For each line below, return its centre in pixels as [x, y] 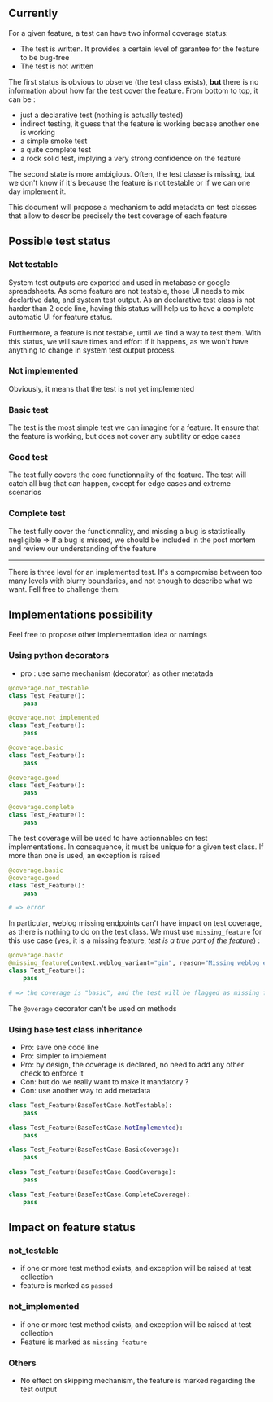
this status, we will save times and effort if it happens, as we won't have [128, 341]
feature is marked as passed [67, 1286]
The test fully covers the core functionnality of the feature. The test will [127, 475]
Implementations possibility [80, 615]
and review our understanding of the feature [82, 548]
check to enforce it [52, 1073]
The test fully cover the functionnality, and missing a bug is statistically [127, 531]
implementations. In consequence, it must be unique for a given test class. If [136, 847]
